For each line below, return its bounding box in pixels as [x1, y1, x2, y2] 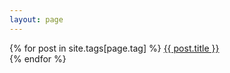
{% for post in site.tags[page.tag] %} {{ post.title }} [9, 42, 220, 54]
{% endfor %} [9, 52, 67, 65]
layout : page [9, 14, 64, 25]
